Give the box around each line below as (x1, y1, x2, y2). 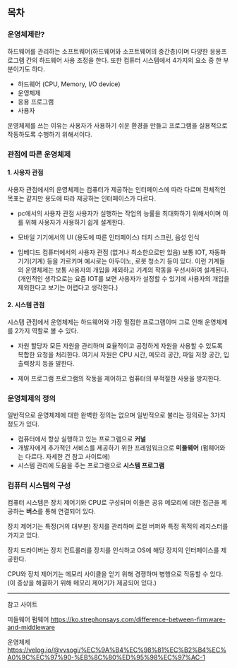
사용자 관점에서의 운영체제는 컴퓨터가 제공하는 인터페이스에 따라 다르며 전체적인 (7, 185, 226, 193)
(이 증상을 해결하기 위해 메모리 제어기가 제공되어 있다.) (7, 578, 157, 587)
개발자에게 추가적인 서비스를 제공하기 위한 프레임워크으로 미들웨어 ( (17, 443, 203, 452)
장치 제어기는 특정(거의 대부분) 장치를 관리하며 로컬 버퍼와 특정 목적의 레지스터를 (7, 522, 229, 530)
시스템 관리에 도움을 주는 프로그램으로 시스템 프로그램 (17, 461, 164, 470)
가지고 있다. (7, 530, 40, 539)
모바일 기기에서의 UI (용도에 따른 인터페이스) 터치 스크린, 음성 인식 (17, 232, 200, 241)
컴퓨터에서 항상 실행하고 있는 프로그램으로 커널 (17, 435, 146, 443)
